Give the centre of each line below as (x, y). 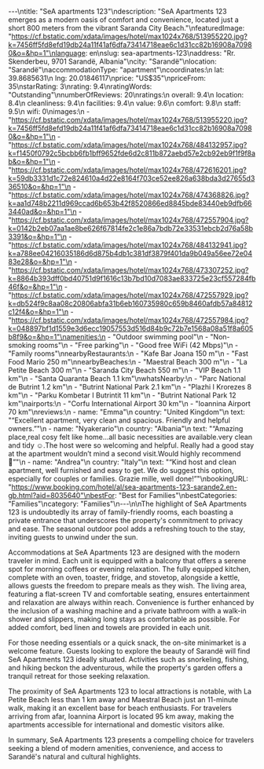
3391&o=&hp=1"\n (38, 236)
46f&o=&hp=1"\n (35, 287)
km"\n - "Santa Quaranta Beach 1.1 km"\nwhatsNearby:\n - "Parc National (127, 379)
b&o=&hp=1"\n (32, 161)
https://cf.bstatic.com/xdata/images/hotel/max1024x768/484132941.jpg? (129, 245)
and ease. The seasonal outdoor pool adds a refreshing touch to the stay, (127, 529)
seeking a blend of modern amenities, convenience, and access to (115, 748)
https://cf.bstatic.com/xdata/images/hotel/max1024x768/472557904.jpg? (130, 220)
